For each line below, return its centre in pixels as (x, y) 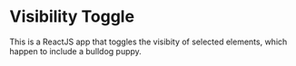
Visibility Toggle (72, 17)
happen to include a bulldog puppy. (76, 51)
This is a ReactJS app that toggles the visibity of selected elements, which (148, 42)
